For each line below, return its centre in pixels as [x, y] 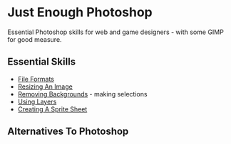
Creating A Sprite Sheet [52, 109]
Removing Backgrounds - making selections [82, 94]
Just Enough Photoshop [80, 12]
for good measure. [35, 39]
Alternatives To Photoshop [68, 132]
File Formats [36, 79]
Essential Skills [42, 62]
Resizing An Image [45, 87]
